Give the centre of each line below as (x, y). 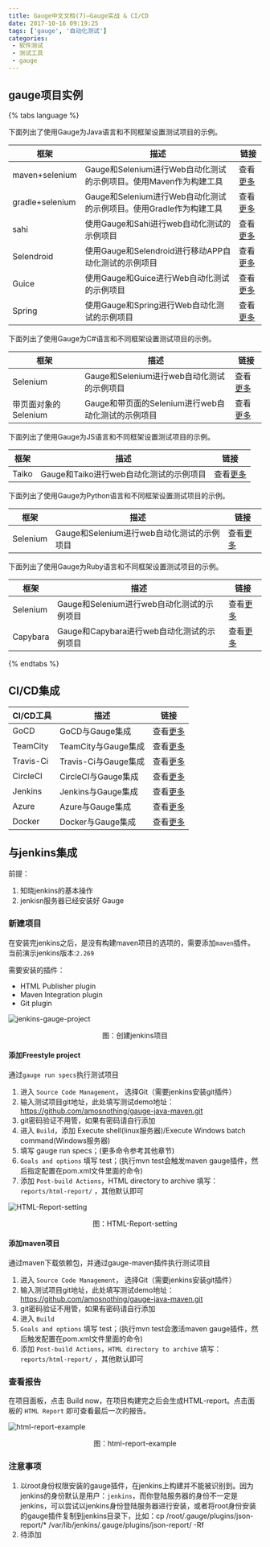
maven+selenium (45, 175)
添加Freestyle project (45, 1055)
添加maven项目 (34, 1244)
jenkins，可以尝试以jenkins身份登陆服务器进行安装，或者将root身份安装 (138, 1505)
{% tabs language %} (44, 115)
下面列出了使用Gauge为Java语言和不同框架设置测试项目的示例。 (115, 132)
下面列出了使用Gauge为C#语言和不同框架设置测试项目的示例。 (112, 338)
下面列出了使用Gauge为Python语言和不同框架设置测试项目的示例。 (119, 495)
